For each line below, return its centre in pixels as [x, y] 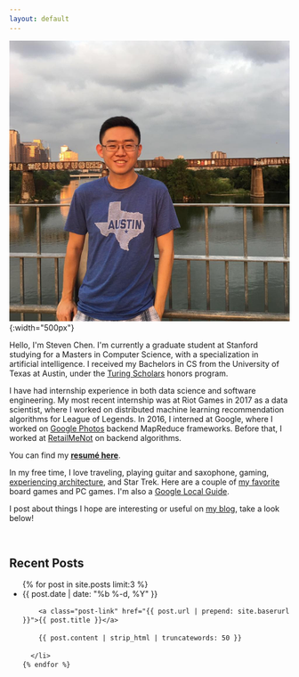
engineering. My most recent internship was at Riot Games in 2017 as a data [149, 400]
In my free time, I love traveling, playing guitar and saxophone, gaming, [139, 472]
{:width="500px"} [42, 327]
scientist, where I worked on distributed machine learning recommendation [147, 409]
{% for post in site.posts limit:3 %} [85, 584]
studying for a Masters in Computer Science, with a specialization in [134, 354]
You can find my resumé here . [65, 455]
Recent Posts [47, 563]
